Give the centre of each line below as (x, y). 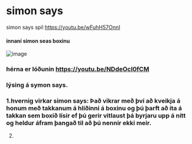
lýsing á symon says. (37, 85)
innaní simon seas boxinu (38, 41)
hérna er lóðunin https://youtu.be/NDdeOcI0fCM (78, 69)
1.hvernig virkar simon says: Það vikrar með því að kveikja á (93, 100)
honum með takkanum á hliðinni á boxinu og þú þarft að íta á (94, 108)
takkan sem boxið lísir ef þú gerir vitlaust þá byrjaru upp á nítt (96, 115)
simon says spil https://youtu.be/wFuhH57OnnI (63, 27)
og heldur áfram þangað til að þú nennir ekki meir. (79, 123)
